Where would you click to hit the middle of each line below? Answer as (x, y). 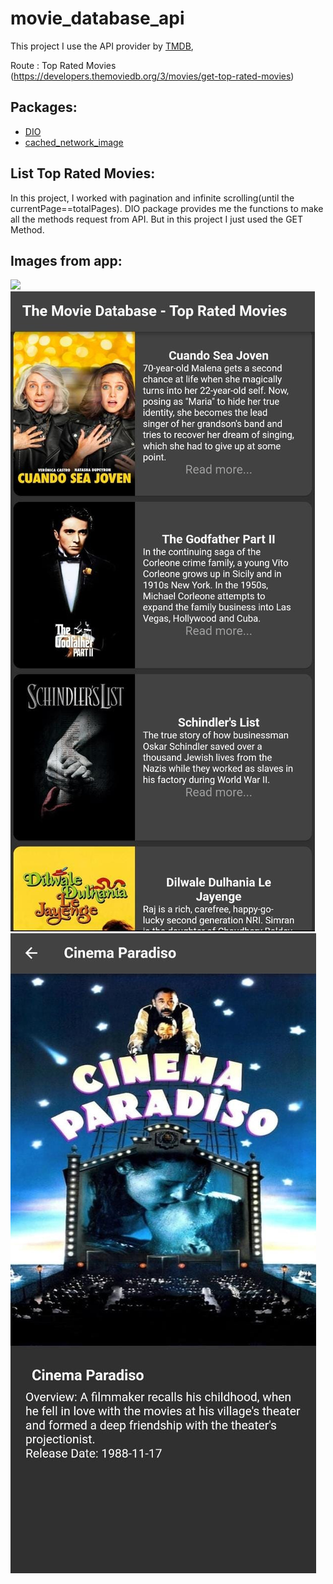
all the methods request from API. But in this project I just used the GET (157, 219)
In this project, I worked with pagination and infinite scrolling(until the (152, 198)
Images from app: (66, 260)
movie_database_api (97, 18)
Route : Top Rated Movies (63, 65)
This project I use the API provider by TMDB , (102, 46)
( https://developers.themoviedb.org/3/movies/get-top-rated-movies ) (152, 76)
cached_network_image (74, 142)
